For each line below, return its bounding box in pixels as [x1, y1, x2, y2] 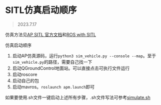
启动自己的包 [12, 78, 39, 84]
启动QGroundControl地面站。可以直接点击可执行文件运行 [12, 65, 130, 71]
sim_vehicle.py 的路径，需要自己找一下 [12, 59, 92, 65]
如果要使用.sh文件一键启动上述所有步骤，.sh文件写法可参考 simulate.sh [5, 94, 151, 100]
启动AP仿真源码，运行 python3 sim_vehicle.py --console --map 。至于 [12, 53, 156, 59]
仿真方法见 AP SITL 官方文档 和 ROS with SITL [5, 31, 96, 37]
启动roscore [12, 71, 37, 77]
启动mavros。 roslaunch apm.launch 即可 [12, 84, 95, 90]
